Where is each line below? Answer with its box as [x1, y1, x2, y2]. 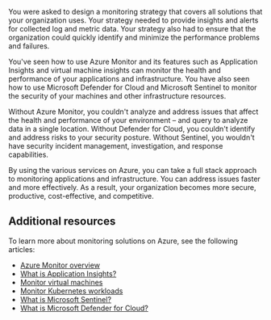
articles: [8, 244, 35, 254]
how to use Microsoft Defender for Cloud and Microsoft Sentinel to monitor [8, 82, 257, 92]
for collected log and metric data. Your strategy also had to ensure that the [8, 24, 256, 33]
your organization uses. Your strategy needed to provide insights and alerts [8, 15, 259, 25]
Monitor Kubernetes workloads [19, 286, 123, 296]
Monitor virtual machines [19, 277, 103, 287]
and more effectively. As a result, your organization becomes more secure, [8, 183, 256, 192]
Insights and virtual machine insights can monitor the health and [8, 65, 222, 75]
